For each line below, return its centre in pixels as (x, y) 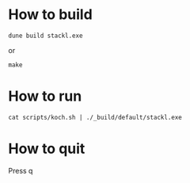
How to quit (47, 149)
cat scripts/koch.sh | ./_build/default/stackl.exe (95, 117)
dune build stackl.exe (46, 36)
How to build (50, 15)
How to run (45, 96)
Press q (21, 170)
